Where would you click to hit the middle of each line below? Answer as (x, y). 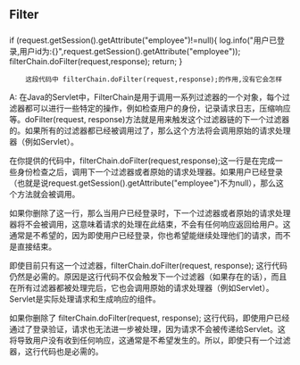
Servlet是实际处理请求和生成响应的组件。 (85, 299)
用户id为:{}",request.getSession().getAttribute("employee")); (130, 52)
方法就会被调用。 (48, 195)
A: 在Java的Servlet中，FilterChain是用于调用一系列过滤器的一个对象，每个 (146, 97)
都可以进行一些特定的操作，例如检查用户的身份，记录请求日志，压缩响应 (158, 108)
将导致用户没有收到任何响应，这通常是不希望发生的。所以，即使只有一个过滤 (150, 340)
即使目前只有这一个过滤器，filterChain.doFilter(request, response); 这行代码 (148, 266)
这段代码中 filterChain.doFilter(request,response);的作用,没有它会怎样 (154, 79)
